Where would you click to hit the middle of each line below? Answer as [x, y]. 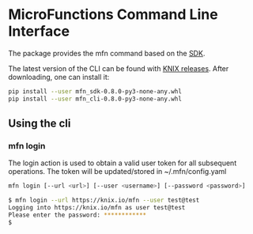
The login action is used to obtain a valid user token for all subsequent [123, 163]
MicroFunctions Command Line [113, 15]
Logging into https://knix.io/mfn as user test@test [97, 208]
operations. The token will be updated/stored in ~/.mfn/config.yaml [117, 172]
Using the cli [40, 124]
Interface [39, 31]
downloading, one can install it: [59, 77]
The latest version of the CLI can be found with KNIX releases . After [119, 68]
